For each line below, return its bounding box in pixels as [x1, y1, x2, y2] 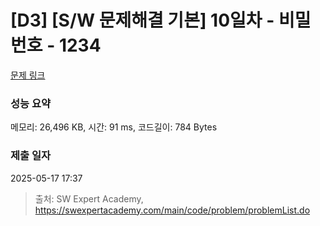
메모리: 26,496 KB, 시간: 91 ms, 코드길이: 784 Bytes [10, 121, 218, 133]
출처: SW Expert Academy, [34, 192, 144, 205]
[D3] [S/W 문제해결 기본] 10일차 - [10, 9, 275, 32]
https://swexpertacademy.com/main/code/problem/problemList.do [34, 204, 311, 216]
